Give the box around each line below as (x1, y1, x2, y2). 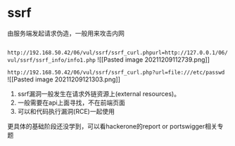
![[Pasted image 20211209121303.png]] (7, 75, 121, 84)
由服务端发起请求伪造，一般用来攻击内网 (7, 29, 125, 37)
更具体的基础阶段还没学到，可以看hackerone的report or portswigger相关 (7, 121, 218, 131)
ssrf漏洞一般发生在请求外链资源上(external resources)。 (17, 89, 181, 98)
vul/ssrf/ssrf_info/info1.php (7, 56, 96, 64)
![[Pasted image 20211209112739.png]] (97, 55, 210, 64)
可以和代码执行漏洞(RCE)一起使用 (17, 107, 115, 115)
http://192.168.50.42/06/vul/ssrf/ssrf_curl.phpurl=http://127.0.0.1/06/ (7, 49, 229, 56)
